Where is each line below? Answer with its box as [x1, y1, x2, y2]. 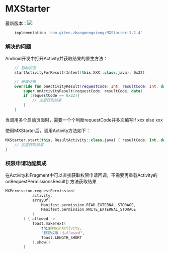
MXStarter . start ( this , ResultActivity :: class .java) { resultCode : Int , [5, 138, 158, 143]
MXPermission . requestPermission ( [5, 188, 75, 193]
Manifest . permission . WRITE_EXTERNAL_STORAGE [41, 207, 136, 212]
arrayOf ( [32, 198, 51, 203]
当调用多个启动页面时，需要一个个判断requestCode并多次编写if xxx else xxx [5, 116, 163, 123]
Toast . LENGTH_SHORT [41, 235, 82, 240]
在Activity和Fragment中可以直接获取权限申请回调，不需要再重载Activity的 [5, 172, 158, 178]
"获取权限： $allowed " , [41, 230, 85, 235]
